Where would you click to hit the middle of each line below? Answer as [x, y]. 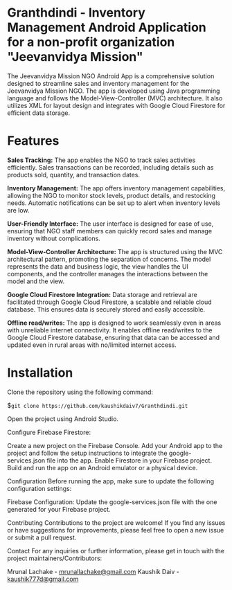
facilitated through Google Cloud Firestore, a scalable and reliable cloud [110, 302]
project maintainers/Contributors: [55, 558]
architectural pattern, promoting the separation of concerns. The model [109, 259]
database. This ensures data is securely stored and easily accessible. [106, 309]
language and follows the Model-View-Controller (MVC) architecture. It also [115, 98]
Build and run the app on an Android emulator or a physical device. [102, 467]
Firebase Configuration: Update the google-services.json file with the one [112, 502]
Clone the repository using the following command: [80, 392]
